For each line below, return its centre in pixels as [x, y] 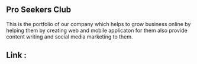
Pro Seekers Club [39, 10]
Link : [16, 55]
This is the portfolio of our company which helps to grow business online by [98, 24]
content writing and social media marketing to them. [70, 36]
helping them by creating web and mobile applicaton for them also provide [97, 30]
